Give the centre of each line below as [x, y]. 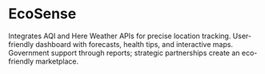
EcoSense [42, 14]
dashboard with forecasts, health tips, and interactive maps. [135, 44]
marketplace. [57, 61]
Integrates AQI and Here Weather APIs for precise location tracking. [120, 36]
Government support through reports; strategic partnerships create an [124, 53]
